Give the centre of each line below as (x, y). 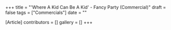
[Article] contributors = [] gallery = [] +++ (49, 22)
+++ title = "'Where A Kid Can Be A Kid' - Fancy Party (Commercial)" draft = (86, 7)
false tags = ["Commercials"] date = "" (46, 12)
